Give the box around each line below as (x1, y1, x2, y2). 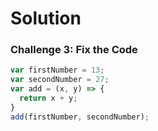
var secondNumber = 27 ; (10, 75, 110, 85)
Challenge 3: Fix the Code (10, 43, 138, 57)
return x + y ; (19, 93, 78, 104)
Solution (10, 7, 82, 30)
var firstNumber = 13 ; (10, 65, 105, 76)
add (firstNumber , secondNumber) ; (10, 112, 150, 122)
